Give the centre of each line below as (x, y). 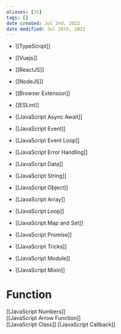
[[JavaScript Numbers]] (36, 311)
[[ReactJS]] (29, 70)
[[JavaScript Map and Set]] (49, 223)
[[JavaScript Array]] (40, 200)
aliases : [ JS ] (24, 12)
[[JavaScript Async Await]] (49, 117)
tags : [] (17, 18)
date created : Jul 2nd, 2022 (43, 23)
